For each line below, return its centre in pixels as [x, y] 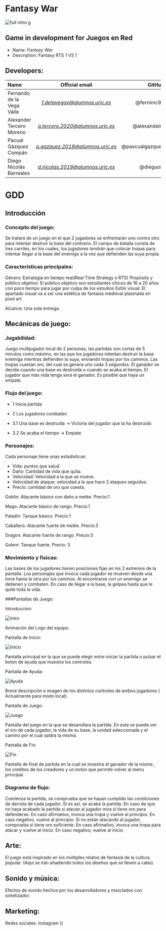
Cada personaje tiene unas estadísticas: [46, 457]
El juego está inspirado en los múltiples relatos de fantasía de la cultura [77, 858]
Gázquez [18, 146]
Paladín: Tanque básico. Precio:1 [38, 516]
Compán [18, 153]
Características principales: [39, 267]
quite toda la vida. [23, 589]
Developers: [24, 71]
